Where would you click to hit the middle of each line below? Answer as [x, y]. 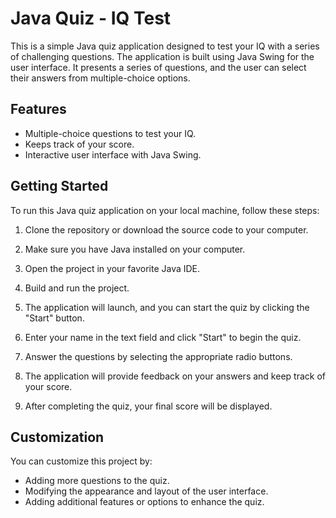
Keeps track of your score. [79, 144]
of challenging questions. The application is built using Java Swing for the [162, 56]
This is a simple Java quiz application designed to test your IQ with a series [165, 46]
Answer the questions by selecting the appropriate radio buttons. [158, 356]
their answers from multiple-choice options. [100, 78]
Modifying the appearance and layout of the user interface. [146, 491]
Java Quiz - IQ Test [91, 18]
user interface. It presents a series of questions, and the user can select [158, 67]
